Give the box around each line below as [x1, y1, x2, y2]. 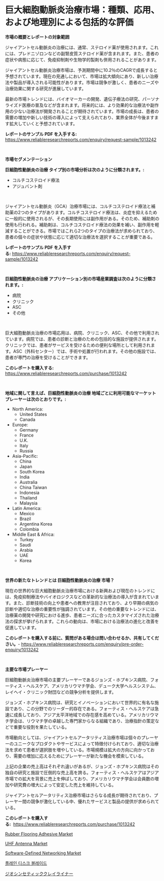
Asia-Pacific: [12, 453, 38, 459]
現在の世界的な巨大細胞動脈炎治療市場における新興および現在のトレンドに [5, 587, 155, 593]
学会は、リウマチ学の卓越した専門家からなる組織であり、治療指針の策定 [9, 718, 155, 724]
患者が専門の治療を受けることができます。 [5, 354, 91, 360]
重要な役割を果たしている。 [13, 724, 70, 730]
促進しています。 [5, 624, 39, 630]
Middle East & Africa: [12, 531, 55, 537]
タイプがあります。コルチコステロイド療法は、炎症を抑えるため [29, 209, 158, 215]
